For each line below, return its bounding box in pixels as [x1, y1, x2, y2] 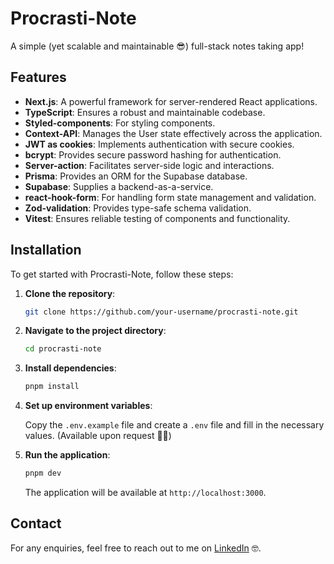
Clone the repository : [24, 287, 116, 299]
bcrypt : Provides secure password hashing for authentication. [24, 148, 282, 161]
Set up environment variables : [24, 400, 153, 412]
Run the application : [24, 449, 111, 461]
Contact [10, 515, 62, 532]
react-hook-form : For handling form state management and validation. [24, 191, 317, 203]
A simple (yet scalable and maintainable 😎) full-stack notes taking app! [10, 40, 305, 52]
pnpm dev [24, 468, 62, 479]
